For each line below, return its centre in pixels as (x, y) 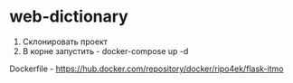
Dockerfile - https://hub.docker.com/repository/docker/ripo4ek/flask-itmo (146, 69)
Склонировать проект (65, 41)
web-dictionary (69, 17)
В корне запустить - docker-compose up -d (105, 51)
